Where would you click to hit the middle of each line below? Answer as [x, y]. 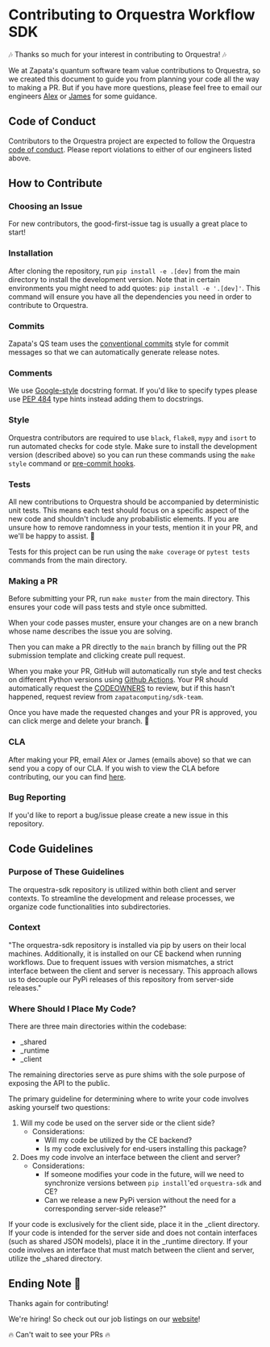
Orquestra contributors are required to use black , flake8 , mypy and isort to [132, 438]
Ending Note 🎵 [45, 1284]
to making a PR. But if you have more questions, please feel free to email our [135, 87]
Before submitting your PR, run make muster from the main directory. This [129, 599]
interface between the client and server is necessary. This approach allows [133, 971]
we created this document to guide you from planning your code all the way [134, 79]
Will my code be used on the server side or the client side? [117, 1123]
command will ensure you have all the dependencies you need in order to [130, 297]
